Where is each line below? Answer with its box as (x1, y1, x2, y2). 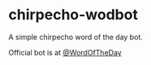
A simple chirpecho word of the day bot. (8, 32, 144, 42)
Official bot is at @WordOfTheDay (8, 47, 122, 57)
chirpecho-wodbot (8, 6, 138, 24)
